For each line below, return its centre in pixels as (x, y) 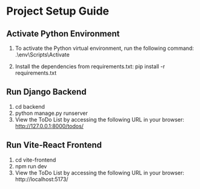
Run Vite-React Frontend (54, 145)
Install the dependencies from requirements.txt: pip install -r (90, 66)
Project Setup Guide (58, 11)
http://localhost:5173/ (42, 179)
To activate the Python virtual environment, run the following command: (104, 48)
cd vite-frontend (35, 160)
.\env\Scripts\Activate (42, 55)
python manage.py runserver (51, 113)
